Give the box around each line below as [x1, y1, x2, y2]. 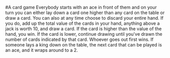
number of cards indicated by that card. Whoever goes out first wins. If [5, 36, 154, 42]
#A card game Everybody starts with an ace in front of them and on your [5, 5, 157, 10]
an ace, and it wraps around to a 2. [5, 47, 78, 53]
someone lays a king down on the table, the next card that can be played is [5, 42, 162, 47]
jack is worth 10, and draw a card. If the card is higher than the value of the [5, 26, 162, 32]
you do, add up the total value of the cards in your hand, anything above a [5, 20, 160, 26]
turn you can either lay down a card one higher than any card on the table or [5, 10, 165, 16]
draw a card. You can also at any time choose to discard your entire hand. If [5, 15, 164, 21]
